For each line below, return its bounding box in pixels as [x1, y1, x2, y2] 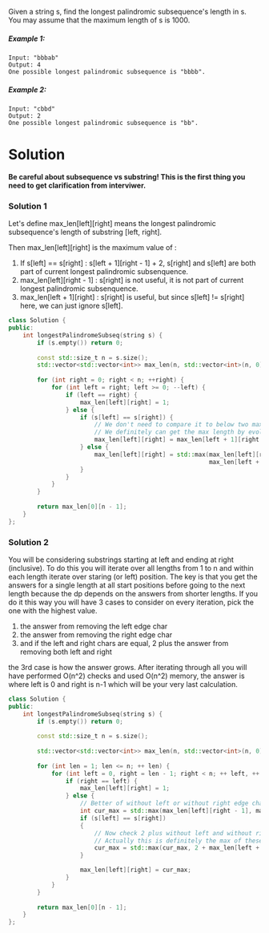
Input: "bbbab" [8, 54, 59, 62]
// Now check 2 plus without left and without [94, 829, 252, 837]
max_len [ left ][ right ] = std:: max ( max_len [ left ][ [94, 450, 260, 458]
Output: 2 [8, 111, 42, 119]
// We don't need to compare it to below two [94, 421, 249, 429]
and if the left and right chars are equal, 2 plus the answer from [19, 638, 229, 648]
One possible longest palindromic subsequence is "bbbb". [8, 67, 206, 75]
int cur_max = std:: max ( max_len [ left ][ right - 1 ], [79, 807, 252, 815]
